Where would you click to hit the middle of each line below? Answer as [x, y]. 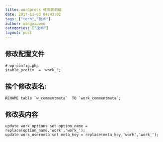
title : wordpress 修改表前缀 [34, 10]
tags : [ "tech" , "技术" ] [28, 19]
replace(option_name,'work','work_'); [45, 131]
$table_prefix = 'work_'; [33, 70]
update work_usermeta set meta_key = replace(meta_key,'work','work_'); [82, 135]
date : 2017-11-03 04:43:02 [33, 14]
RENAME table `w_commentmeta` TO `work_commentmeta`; [63, 98]
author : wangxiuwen [25, 24]
